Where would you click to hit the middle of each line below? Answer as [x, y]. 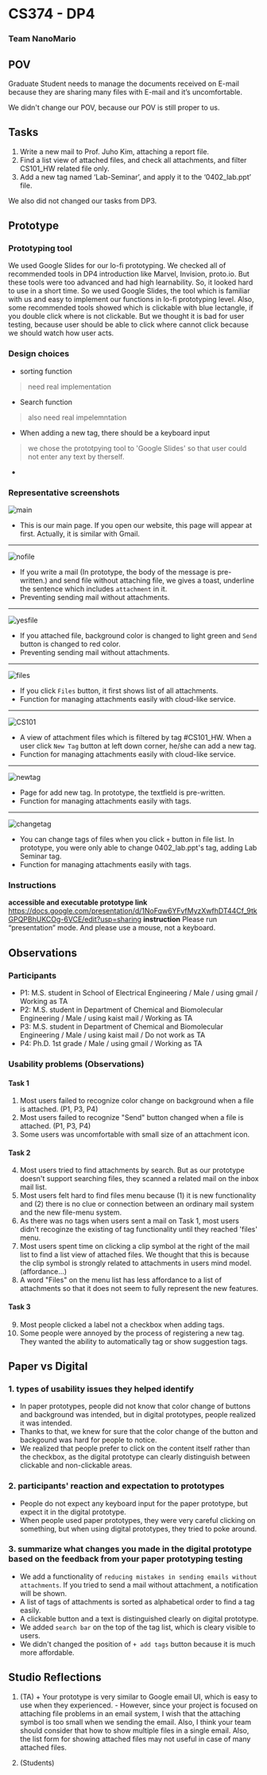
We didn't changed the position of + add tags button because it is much [137, 1644]
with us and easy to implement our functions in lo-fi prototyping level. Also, [131, 300]
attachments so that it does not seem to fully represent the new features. [139, 1289]
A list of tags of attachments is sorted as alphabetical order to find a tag [137, 1602]
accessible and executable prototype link [78, 902]
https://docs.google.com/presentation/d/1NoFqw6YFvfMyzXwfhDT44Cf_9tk [133, 911]
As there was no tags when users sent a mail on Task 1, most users [130, 1221]
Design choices [39, 354]
